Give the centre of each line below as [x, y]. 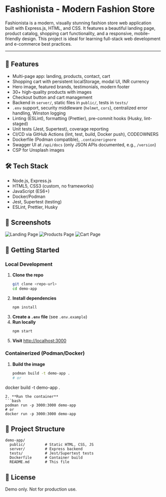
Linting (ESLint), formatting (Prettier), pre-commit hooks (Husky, [78, 118]
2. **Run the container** [32, 396]
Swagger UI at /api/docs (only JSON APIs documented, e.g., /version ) [84, 144]
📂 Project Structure [35, 429]
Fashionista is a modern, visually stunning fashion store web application [78, 23]
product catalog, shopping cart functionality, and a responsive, [69, 33]
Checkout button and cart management [52, 97]
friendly [13, 39]
